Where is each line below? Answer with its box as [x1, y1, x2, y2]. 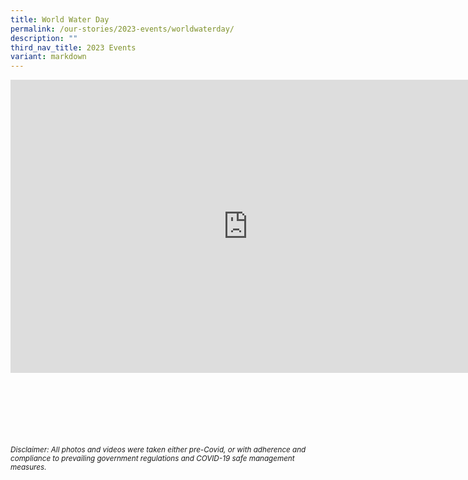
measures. [10, 462, 47, 473]
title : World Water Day [10, 14, 110, 25]
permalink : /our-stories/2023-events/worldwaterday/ [10, 24, 235, 34]
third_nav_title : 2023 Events [10, 42, 137, 53]
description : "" [10, 33, 78, 43]
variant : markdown [10, 52, 87, 62]
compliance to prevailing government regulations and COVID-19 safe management [10, 454, 295, 464]
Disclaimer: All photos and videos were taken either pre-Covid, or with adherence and [10, 445, 307, 455]
